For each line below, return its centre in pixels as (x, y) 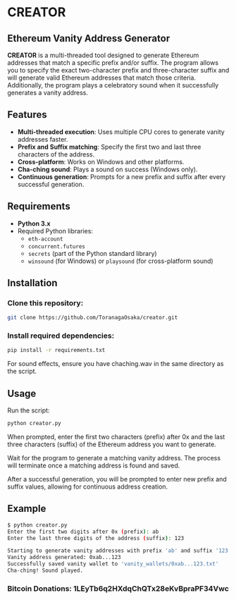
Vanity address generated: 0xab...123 (64, 558)
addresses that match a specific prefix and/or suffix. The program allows (113, 63)
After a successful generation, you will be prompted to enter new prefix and (117, 479)
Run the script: (29, 410)
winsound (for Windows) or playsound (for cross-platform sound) (120, 261)
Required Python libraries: (55, 231)
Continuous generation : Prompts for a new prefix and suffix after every (122, 176)
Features (27, 115)
